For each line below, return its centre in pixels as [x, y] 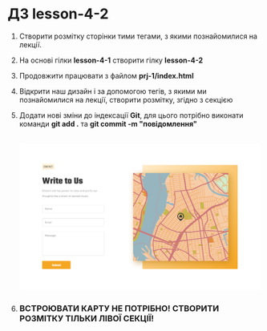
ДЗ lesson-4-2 [58, 14]
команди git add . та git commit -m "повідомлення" [108, 123]
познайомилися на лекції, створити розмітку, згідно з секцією [126, 99]
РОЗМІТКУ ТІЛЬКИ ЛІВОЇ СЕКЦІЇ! [86, 318]
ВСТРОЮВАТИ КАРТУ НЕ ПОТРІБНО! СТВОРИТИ [119, 308]
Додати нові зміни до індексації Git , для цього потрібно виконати [131, 115]
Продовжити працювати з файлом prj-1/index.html [106, 75]
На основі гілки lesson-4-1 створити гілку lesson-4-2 [111, 60]
